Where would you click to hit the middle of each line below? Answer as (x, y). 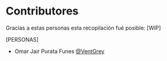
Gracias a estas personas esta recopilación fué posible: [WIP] (83, 28)
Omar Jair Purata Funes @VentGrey (59, 51)
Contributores (42, 11)
